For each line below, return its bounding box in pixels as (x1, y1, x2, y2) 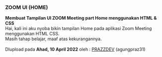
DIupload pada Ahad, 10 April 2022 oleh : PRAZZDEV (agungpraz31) (5, 46, 146, 53)
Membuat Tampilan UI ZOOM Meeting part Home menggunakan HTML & (5, 15, 157, 21)
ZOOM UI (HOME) (5, 4, 48, 11)
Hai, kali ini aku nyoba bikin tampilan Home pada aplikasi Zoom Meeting (5, 26, 152, 31)
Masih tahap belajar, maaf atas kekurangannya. (5, 36, 102, 42)
